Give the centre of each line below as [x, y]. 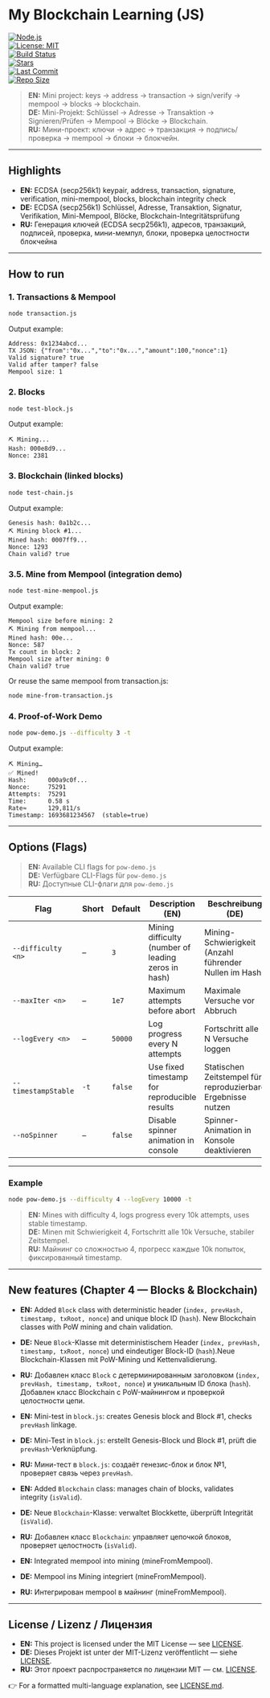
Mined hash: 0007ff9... [48, 540]
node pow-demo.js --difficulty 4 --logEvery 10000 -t [100, 1199]
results [161, 1107]
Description [172, 903]
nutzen [217, 1107]
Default [126, 908]
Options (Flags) [48, 847]
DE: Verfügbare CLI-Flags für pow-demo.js [97, 875]
